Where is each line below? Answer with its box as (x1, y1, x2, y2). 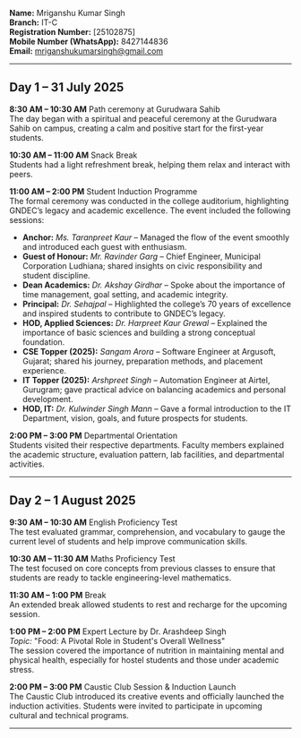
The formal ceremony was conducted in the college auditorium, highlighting (9, 195, 289, 206)
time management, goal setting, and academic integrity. (21, 288, 228, 299)
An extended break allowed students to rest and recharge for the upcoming (9, 599, 288, 610)
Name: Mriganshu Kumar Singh (9, 8, 125, 18)
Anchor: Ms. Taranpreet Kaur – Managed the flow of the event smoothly (21, 232, 289, 243)
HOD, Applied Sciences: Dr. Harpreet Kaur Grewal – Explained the (21, 317, 268, 328)
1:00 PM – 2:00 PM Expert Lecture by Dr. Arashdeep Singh (9, 626, 227, 637)
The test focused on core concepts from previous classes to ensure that (9, 562, 276, 573)
